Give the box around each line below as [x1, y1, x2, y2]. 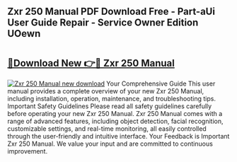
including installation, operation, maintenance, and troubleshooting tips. [7, 95, 216, 103]
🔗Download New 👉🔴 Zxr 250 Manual [7, 57, 175, 69]
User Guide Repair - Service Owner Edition [7, 17, 199, 29]
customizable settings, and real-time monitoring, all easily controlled [7, 125, 207, 133]
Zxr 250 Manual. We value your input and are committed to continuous [7, 139, 214, 148]
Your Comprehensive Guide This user [105, 79, 216, 88]
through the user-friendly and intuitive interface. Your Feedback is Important [7, 132, 230, 140]
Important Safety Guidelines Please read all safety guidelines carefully [7, 102, 212, 110]
